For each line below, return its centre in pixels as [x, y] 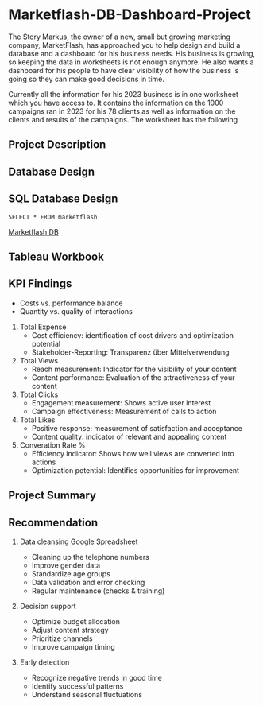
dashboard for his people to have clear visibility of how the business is [124, 70]
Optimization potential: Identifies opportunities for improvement [135, 470]
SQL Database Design [63, 199]
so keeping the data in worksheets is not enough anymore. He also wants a [131, 62]
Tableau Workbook [56, 256]
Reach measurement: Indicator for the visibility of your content [134, 369]
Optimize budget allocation [76, 621]
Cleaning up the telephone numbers [90, 557]
